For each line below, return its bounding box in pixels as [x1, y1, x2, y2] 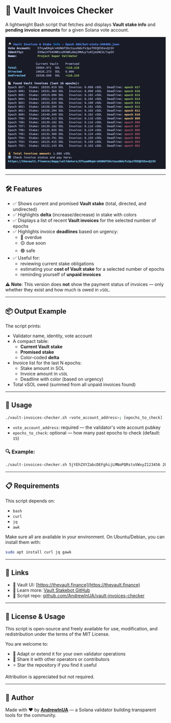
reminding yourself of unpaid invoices [20, 272, 101, 278]
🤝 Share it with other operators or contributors [12, 656, 110, 662]
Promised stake [20, 349, 54, 355]
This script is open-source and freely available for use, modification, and [5, 626, 158, 632]
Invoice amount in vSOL [20, 370, 68, 377]
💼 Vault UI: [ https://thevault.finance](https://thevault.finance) [12, 582, 140, 588]
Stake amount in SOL [20, 365, 65, 371]
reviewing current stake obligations [20, 261, 94, 267]
